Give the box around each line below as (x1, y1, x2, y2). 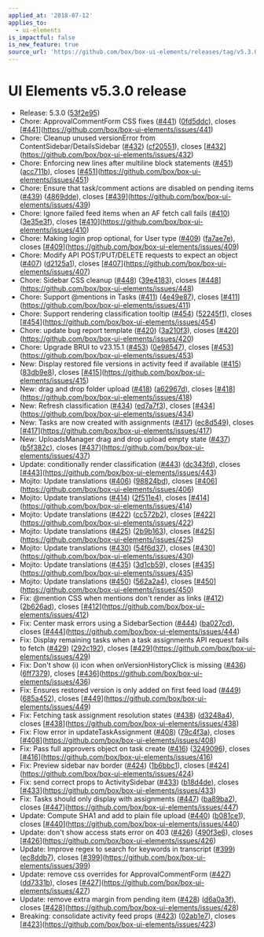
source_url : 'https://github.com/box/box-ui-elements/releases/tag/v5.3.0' (8, 48, 262, 56)
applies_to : (8, 19, 47, 27)
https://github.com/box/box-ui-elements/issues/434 (22, 409, 192, 418)
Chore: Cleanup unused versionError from (19, 133, 156, 143)
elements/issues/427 (19, 886, 88, 895)
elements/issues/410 (19, 225, 87, 235)
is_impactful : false (8, 33, 76, 42)
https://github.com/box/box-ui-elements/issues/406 (22, 484, 192, 494)
